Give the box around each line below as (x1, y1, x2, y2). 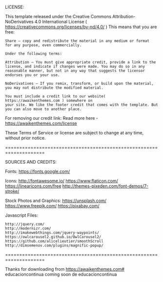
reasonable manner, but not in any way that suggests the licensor (5, 68, 145, 73)
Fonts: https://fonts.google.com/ (5, 169, 70, 174)
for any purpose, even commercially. (5, 43, 82, 48)
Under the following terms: (5, 51, 62, 56)
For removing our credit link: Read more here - (5, 115, 99, 121)
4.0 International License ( (34, 19, 87, 24)
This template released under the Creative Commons (5, 14, 111, 19)
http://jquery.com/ (5, 222, 45, 226)
